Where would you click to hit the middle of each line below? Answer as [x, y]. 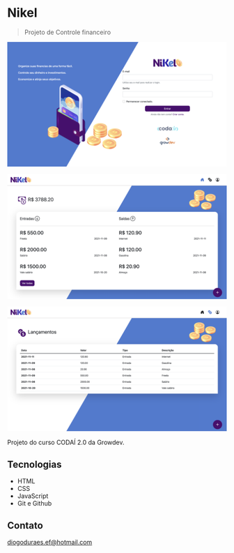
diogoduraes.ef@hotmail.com [50, 542]
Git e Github [34, 503]
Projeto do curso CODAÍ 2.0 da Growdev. [66, 442]
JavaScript [33, 496]
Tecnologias [34, 464]
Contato [25, 525]
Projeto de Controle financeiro [68, 32]
